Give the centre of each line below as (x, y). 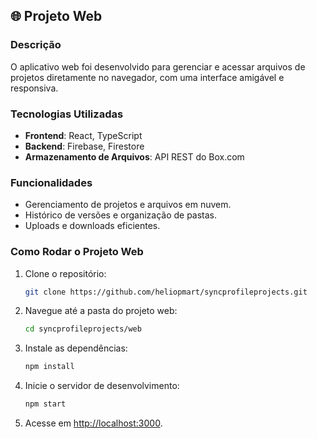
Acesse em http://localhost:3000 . (93, 423)
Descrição (36, 45)
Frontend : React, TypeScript (83, 135)
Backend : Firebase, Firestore (84, 146)
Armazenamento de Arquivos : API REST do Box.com (134, 156)
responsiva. (34, 88)
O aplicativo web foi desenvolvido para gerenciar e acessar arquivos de (158, 66)
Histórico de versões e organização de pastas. (121, 215)
